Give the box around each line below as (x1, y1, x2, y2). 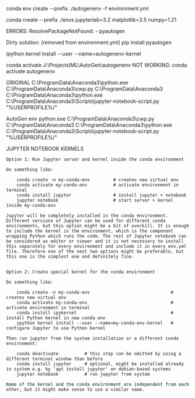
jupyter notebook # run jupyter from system (16, 371, 150, 377)
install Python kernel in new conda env (6, 315, 106, 321)
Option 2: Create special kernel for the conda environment (6, 269, 156, 275)
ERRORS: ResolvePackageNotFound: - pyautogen (6, 27, 126, 34)
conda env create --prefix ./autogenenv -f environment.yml (6, 5, 149, 12)
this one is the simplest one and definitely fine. (6, 254, 134, 259)
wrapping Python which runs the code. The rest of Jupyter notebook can (6, 233, 187, 239)
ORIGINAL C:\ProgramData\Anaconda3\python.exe (6, 79, 128, 86)
